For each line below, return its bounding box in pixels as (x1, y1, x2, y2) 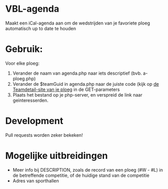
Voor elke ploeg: (5, 60, 40, 66)
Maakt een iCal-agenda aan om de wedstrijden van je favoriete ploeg (5, 20, 150, 26)
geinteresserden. (12, 97, 49, 103)
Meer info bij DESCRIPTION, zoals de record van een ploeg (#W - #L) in (12, 167, 163, 173)
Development (5, 115, 64, 127)
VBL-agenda (5, 3, 60, 15)
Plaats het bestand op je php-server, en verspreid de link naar (12, 91, 143, 98)
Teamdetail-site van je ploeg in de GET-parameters (12, 86, 120, 92)
